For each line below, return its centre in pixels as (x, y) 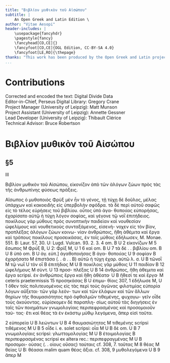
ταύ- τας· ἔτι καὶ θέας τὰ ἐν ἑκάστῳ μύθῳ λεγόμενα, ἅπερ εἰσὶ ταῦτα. (79, 313)
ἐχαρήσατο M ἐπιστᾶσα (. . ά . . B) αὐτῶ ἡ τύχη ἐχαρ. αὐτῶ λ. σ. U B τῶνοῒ (83, 259)
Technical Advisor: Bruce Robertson (43, 123)
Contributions (35, 82)
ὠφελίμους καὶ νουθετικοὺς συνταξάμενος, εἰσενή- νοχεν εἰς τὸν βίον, (81, 227)
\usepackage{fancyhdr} (38, 34)
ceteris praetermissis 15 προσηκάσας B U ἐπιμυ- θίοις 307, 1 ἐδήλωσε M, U (84, 281)
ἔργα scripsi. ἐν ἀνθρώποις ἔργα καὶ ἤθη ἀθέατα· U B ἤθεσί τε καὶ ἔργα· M (84, 275)
